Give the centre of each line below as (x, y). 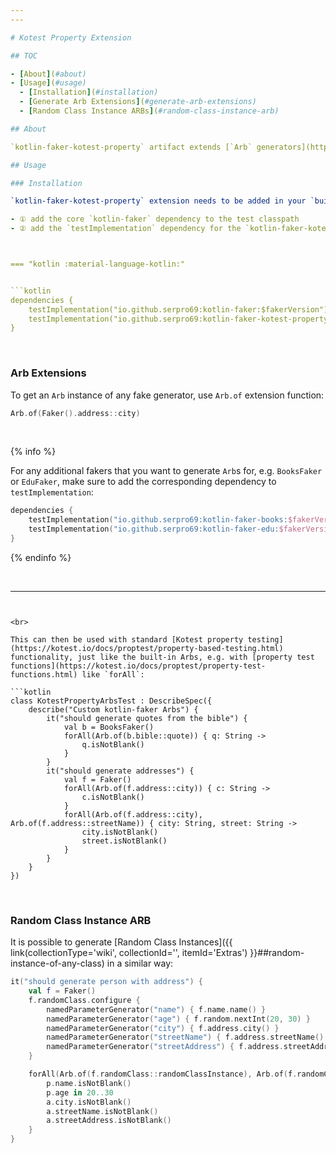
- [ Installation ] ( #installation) (89, 92)
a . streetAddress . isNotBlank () (109, 1121)
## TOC (24, 56)
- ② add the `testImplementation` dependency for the (126, 229)
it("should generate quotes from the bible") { (147, 718)
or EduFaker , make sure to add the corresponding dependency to (143, 482)
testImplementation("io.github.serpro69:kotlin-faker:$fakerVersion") (178, 309)
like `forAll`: (113, 674)
